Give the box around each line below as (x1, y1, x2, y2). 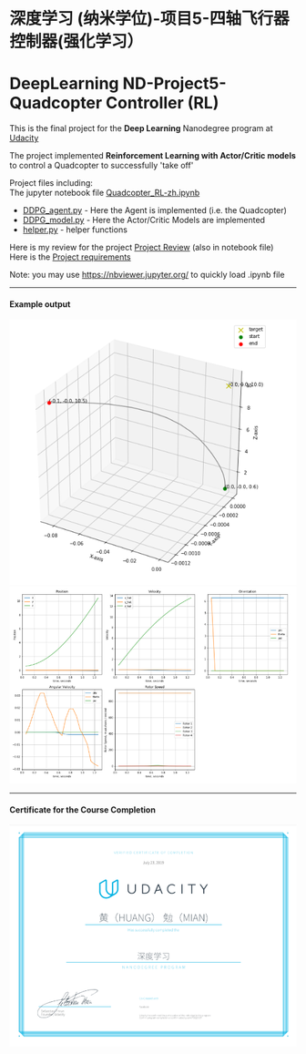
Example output (9, 298, 71, 310)
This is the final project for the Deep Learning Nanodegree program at (9, 123, 273, 134)
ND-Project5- (122, 74, 227, 94)
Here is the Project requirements (9, 251, 132, 262)
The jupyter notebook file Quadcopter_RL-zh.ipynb (9, 188, 200, 199)
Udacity (9, 133, 39, 144)
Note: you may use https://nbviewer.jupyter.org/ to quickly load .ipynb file (9, 270, 285, 281)
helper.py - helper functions (22, 224, 127, 235)
